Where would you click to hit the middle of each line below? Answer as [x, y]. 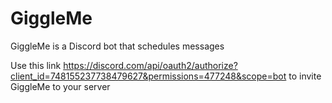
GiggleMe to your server [60, 86]
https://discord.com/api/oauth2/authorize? [150, 65]
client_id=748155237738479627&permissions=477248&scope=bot [148, 76]
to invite [305, 76]
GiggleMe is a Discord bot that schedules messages [117, 46]
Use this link [36, 65]
